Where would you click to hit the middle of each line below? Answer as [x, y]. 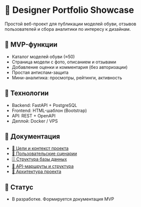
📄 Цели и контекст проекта [40, 149]
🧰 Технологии [27, 93]
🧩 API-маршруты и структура [43, 166]
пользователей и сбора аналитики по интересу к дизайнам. [68, 29]
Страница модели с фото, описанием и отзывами [64, 62]
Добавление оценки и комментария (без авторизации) [70, 67]
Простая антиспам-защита [40, 72]
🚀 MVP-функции [31, 45]
